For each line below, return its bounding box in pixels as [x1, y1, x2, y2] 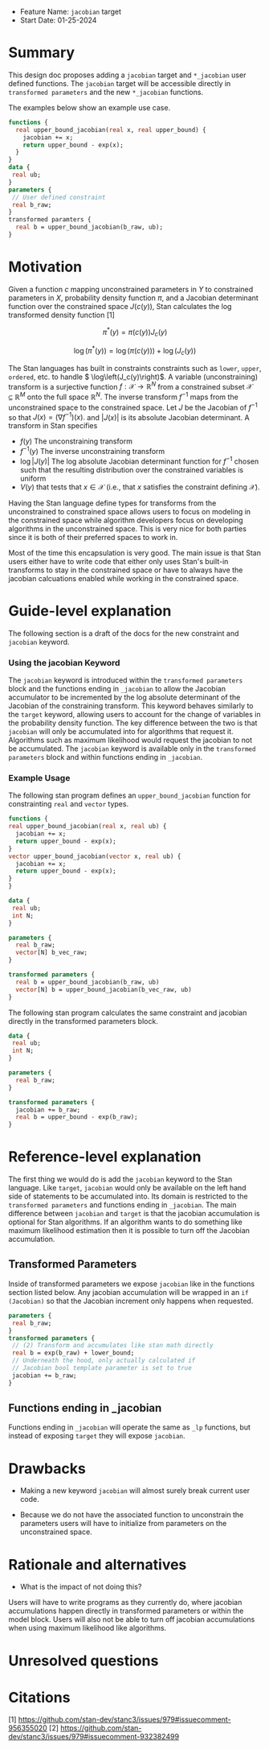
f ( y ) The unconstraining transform [19, 436, 132, 446]
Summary [8, 43, 75, 62]
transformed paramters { [8, 216, 92, 224]
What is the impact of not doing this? [19, 1582, 142, 1592]
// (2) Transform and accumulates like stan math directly [11, 1342, 214, 1350]
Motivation [8, 258, 83, 276]
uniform [19, 473, 47, 483]
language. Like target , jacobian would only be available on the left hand [8, 1183, 247, 1193]
